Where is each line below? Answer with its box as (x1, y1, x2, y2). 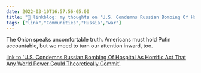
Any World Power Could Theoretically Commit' (6, 60, 121, 67)
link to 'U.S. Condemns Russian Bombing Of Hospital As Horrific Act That (6, 54, 187, 61)
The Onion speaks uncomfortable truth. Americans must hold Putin (6, 36, 171, 43)
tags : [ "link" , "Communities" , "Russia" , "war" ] (6, 20, 121, 26)
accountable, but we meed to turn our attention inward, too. (6, 42, 154, 49)
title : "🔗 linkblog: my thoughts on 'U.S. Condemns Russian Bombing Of (6, 14, 188, 20)
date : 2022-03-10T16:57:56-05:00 (6, 8, 90, 15)
